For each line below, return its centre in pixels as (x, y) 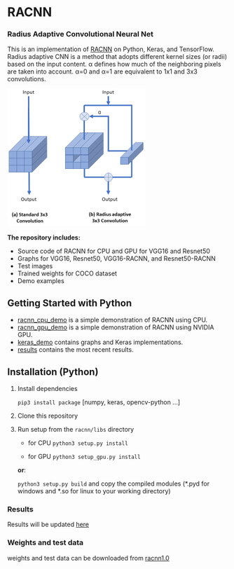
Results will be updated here (48, 525)
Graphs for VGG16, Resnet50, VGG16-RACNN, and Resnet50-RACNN (116, 259)
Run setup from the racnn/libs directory (76, 430)
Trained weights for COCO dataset (67, 273)
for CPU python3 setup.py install (78, 443)
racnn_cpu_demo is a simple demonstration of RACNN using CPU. (112, 320)
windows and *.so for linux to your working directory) (94, 491)
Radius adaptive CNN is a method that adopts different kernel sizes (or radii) (117, 57)
